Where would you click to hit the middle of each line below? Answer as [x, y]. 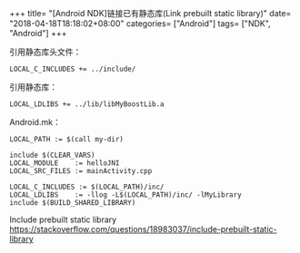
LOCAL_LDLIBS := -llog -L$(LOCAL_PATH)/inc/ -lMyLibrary [126, 195]
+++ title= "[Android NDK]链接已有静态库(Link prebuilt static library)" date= [150, 13]
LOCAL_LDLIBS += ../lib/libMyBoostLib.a [87, 104]
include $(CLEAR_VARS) [52, 155]
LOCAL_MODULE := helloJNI [65, 163]
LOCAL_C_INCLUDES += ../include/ [73, 69]
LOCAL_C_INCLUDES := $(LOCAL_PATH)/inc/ [87, 187]
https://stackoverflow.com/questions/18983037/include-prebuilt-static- [143, 229]
